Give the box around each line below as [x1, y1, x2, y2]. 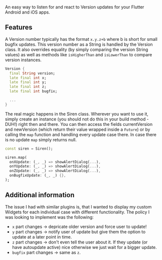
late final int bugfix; [9, 89, 57, 94]
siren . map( [5, 155, 27, 160]
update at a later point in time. [12, 234, 72, 240]
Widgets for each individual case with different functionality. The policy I [5, 209, 150, 215]
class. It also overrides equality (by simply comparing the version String [5, 46, 148, 52]
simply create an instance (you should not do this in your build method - [5, 116, 149, 122]
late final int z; [9, 85, 47, 89]
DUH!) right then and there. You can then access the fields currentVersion [5, 121, 153, 127]
